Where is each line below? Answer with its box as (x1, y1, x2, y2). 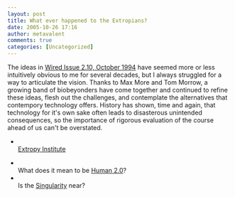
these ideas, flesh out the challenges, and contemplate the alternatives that (7, 93, 228, 102)
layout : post (7, 10, 46, 18)
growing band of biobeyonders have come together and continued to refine (7, 86, 229, 94)
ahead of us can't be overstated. (7, 124, 103, 132)
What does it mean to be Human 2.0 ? (17, 166, 126, 174)
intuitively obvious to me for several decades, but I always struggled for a (7, 70, 222, 79)
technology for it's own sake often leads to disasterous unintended (7, 108, 202, 117)
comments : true (7, 37, 53, 44)
